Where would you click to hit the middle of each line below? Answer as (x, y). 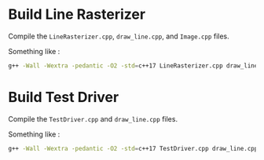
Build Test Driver (64, 97)
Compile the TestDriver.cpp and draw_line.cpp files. (93, 118)
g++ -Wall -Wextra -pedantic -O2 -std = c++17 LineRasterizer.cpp (115, 65)
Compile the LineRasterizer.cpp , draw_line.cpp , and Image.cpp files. (119, 36)
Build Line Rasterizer (77, 15)
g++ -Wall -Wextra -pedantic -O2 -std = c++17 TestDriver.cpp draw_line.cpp (133, 148)
